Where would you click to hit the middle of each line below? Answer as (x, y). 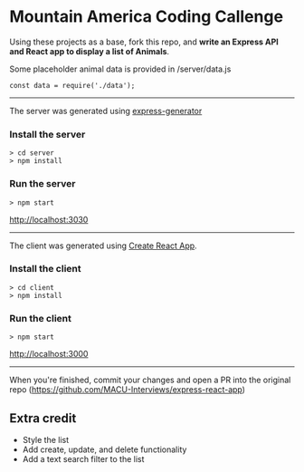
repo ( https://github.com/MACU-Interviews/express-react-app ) (128, 390)
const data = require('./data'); (72, 85)
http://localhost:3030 (49, 219)
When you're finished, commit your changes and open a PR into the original (150, 380)
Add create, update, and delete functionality (104, 449)
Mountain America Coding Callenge (146, 17)
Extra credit (43, 418)
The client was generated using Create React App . (103, 246)
